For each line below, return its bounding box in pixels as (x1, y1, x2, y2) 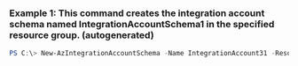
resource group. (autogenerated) (9, 29, 154, 41)
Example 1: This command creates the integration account (9, 7, 265, 19)
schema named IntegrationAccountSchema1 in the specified (9, 18, 275, 30)
